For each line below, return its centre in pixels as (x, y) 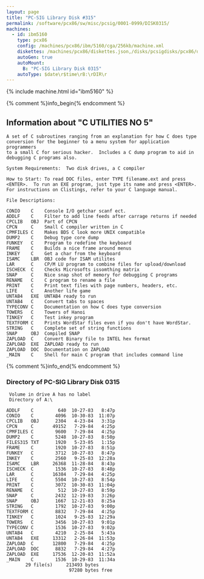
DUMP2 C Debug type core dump (53, 238)
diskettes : (31, 52)
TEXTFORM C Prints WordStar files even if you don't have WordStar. (99, 323)
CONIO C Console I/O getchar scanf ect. (66, 211)
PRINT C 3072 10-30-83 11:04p (61, 485)
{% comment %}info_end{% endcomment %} (63, 367)
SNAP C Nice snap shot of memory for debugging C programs (92, 275)
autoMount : (31, 63)
